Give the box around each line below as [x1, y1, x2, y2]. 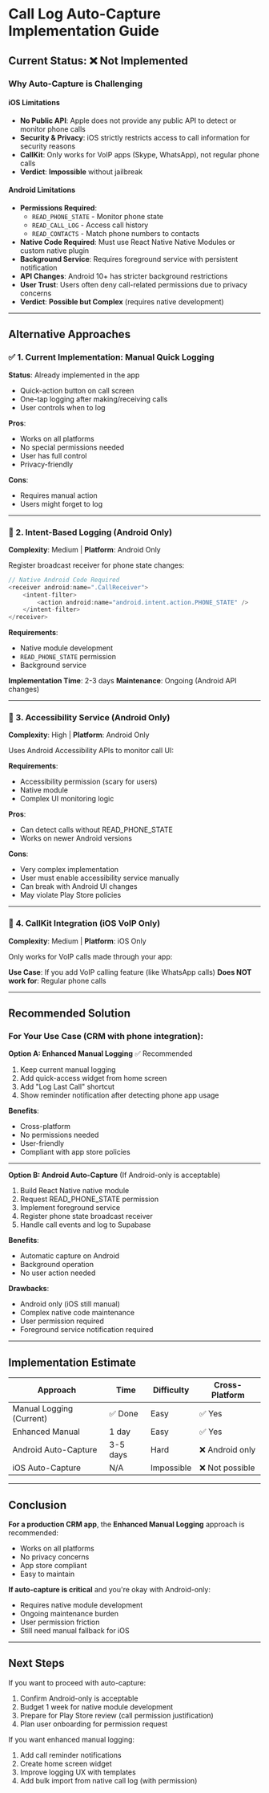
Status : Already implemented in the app [8, 370, 140, 380]
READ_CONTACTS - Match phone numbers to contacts [31, 228, 200, 238]
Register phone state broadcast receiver [19, 1212, 154, 1221]
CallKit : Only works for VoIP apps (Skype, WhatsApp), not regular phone [19, 149, 260, 159]
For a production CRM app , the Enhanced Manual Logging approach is [8, 1519, 245, 1530]
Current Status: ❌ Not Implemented [8, 54, 188, 67]
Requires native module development [19, 1600, 143, 1610]
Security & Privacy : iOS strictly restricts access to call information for [19, 132, 251, 142]
